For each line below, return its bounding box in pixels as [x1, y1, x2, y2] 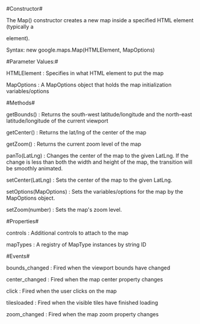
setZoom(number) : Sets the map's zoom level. [6, 206, 122, 213]
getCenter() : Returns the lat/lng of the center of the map [6, 129, 147, 136]
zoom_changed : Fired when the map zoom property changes [6, 311, 159, 317]
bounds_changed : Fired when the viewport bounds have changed [6, 264, 171, 271]
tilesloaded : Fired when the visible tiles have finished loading [6, 299, 159, 306]
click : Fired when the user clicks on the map [6, 287, 117, 295]
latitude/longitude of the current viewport [6, 117, 109, 124]
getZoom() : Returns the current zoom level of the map [6, 140, 141, 148]
